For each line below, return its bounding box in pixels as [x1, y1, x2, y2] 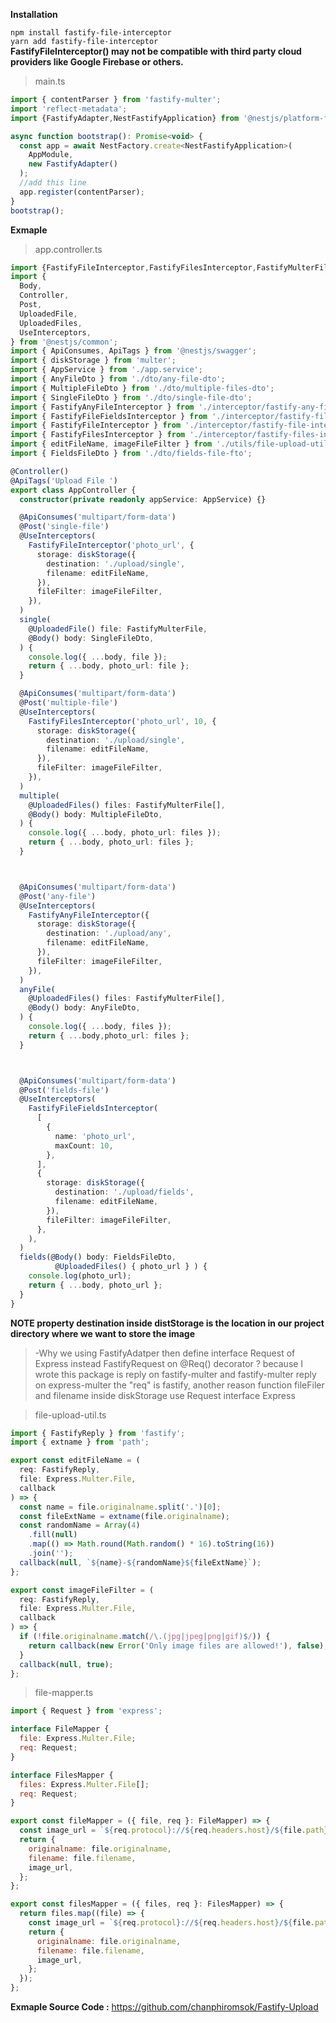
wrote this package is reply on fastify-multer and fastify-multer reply [34, 1368, 317, 1380]
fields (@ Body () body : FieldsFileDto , [19, 1252, 177, 1263]
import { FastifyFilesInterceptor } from [10, 430, 186, 440]
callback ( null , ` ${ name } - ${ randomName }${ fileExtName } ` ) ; [19, 1557, 262, 1568]
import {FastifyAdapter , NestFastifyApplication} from [10, 113, 240, 123]
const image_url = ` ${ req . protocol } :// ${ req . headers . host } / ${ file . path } [19, 1825, 329, 1836]
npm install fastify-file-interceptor [10, 28, 172, 38]
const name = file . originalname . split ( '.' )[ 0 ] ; [19, 1502, 222, 1512]
